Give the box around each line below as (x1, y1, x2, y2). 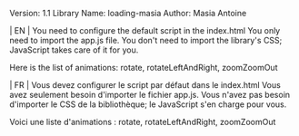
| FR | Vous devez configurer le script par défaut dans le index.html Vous (9, 80, 282, 90)
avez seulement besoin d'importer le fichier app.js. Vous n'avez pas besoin (9, 90, 291, 100)
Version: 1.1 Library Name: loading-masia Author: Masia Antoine (9, 8, 247, 18)
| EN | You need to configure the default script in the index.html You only (9, 25, 281, 35)
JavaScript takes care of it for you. (9, 44, 139, 55)
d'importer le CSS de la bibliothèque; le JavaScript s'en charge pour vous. (9, 99, 287, 110)
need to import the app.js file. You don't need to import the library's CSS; (9, 35, 283, 45)
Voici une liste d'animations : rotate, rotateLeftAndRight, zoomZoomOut (9, 117, 276, 127)
